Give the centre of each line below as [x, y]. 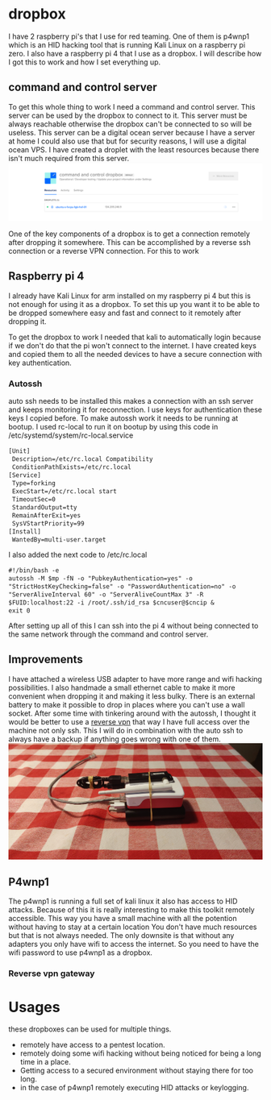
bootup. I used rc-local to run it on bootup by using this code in [113, 427]
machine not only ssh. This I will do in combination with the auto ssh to [126, 730]
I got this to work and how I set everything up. [85, 62]
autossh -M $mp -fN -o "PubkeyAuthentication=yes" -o [101, 579]
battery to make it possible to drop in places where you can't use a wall [127, 704]
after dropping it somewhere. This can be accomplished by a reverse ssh [130, 242]
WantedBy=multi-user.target [59, 540]
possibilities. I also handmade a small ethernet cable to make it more [122, 687]
